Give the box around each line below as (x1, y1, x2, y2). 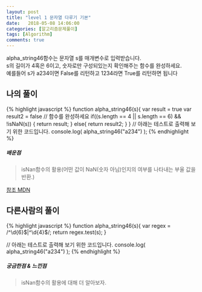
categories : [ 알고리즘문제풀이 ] (6, 25, 77, 32)
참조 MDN (6, 186, 30, 193)
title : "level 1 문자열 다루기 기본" (6, 15, 91, 21)
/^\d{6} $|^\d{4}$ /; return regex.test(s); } (6, 228, 107, 236)
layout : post (6, 8, 39, 15)
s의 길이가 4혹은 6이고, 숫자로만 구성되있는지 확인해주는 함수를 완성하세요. (6, 62, 182, 69)
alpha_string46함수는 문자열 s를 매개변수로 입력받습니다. (6, 55, 142, 61)
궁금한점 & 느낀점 (6, 262, 47, 270)
